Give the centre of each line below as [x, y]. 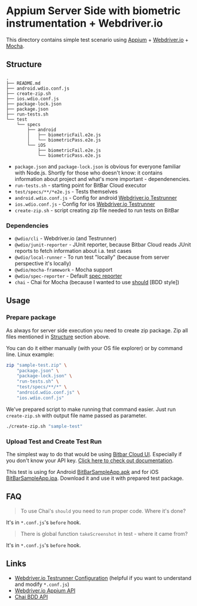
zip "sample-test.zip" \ [36, 365]
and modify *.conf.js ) [42, 584]
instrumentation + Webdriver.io [85, 23]
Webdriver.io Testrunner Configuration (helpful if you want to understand [103, 578]
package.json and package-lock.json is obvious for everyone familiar [98, 166]
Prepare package [31, 318]
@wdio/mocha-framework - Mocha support [64, 270]
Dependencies [27, 225]
